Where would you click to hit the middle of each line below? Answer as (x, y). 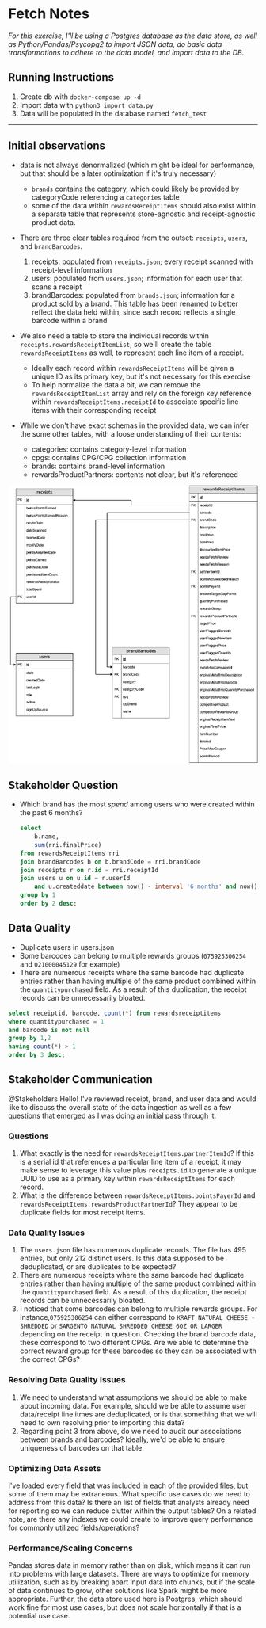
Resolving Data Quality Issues (67, 1380)
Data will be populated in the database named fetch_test (113, 113)
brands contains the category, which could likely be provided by (135, 189)
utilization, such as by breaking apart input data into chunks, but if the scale (132, 1582)
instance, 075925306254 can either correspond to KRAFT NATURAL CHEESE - (137, 1317)
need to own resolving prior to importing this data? (102, 1422)
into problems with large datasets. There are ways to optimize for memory (129, 1574)
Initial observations (57, 146)
